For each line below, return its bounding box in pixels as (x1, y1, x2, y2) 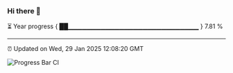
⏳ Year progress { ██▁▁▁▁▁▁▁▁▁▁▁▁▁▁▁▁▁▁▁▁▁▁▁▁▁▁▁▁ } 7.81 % (7, 22, 223, 30)
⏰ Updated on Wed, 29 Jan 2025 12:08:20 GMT (7, 45, 144, 53)
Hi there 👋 (7, 6, 42, 16)
